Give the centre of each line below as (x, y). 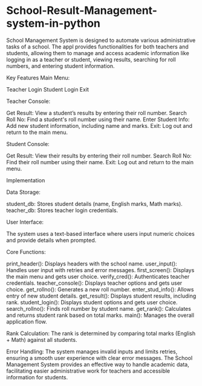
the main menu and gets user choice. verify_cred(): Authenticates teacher (98, 276)
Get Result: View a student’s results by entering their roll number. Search (96, 113)
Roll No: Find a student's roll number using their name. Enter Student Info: (98, 119)
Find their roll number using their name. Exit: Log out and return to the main (100, 162)
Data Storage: (24, 192)
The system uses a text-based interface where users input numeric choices (100, 233)
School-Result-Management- (82, 11)
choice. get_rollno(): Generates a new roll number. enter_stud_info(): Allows (100, 289)
